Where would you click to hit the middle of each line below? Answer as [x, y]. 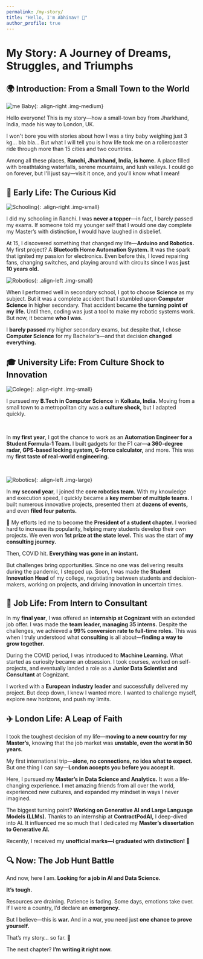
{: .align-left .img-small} [64, 281]
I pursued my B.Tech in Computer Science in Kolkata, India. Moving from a [101, 401]
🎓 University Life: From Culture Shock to [85, 362]
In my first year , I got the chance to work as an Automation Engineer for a [99, 437]
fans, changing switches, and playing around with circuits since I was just [98, 263]
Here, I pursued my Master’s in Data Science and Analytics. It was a [92, 779]
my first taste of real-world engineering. [58, 456]
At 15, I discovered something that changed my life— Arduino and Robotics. [100, 243]
